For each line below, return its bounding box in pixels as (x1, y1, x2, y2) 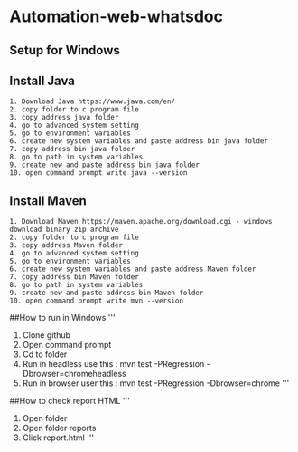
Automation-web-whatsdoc (9, 6, 224, 27)
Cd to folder (22, 349, 68, 360)
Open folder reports (22, 423, 97, 434)
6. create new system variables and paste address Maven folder (9, 264, 256, 274)
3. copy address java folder (9, 113, 119, 122)
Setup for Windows (9, 43, 120, 58)
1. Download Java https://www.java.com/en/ (9, 97, 176, 106)
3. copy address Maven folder (9, 241, 124, 250)
